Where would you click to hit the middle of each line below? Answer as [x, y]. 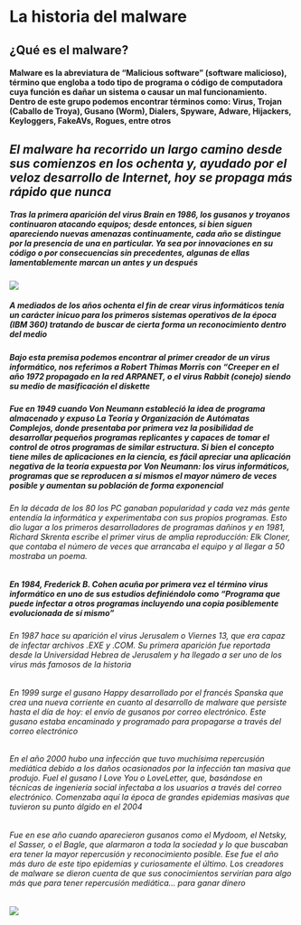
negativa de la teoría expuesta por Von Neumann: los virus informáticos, [150, 466]
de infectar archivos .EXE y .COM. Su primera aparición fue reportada [140, 645]
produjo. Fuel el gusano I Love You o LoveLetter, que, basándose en [136, 778]
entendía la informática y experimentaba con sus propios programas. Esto [148, 518]
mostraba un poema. [48, 556]
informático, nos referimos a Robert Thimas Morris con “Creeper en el [144, 367]
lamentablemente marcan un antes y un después [104, 263]
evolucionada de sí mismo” [62, 612]
